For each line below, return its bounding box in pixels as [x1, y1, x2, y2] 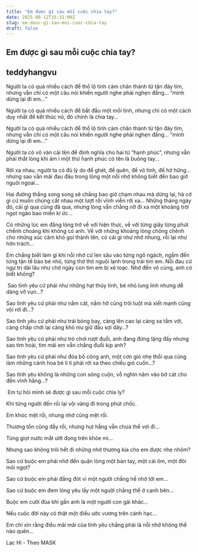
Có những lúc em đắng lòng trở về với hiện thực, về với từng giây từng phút [6, 221, 189, 228]
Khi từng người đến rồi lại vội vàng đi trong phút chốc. [6, 400, 137, 407]
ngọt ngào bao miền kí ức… [6, 210, 73, 217]
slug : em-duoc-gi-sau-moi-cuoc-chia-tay [6, 20, 108, 25]
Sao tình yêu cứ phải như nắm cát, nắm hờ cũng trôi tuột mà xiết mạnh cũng [6, 300, 191, 307]
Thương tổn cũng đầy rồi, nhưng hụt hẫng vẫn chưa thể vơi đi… [6, 423, 160, 430]
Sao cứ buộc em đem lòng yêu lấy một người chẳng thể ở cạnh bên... [6, 487, 174, 494]
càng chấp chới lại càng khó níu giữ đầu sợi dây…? [6, 324, 129, 331]
